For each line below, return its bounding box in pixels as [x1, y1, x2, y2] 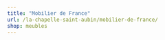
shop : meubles [7, 22, 48, 29]
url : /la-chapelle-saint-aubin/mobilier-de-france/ [7, 16, 158, 23]
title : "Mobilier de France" [7, 9, 91, 17]
